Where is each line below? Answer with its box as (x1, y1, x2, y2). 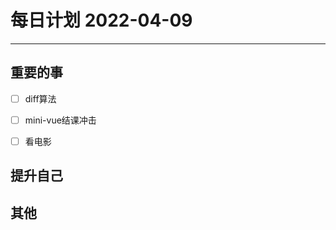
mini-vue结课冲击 (24, 114, 97, 126)
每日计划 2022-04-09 (10, 9, 193, 32)
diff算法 (24, 92, 57, 105)
